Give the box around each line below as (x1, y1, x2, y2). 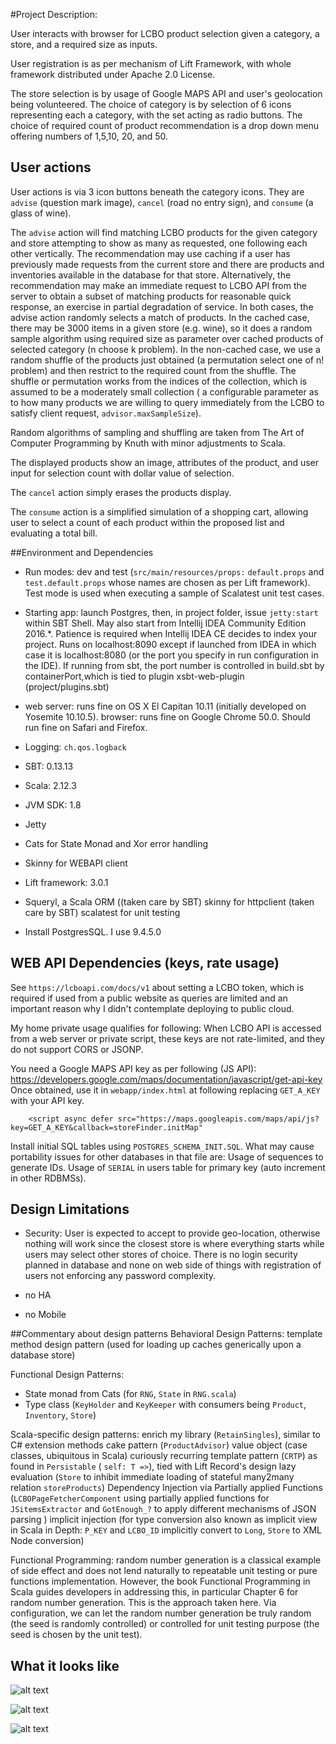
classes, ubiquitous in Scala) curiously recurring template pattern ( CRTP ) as (10, 1450, 318, 1462)
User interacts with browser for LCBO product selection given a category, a (10, 28, 320, 39)
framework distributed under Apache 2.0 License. (10, 69, 216, 80)
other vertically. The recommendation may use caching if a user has (10, 247, 291, 259)
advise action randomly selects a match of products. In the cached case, (10, 311, 310, 323)
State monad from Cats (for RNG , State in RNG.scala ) (24, 1388, 237, 1400)
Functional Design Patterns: (10, 1369, 125, 1381)
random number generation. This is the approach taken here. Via (10, 1597, 277, 1609)
